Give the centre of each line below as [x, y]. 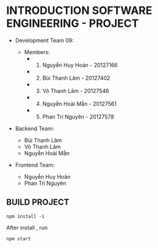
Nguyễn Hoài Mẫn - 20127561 [79, 103]
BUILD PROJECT [38, 202]
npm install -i [26, 216]
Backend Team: [35, 128]
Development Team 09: [44, 40]
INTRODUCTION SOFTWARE [79, 11]
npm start [19, 239]
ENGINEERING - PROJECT [73, 23]
